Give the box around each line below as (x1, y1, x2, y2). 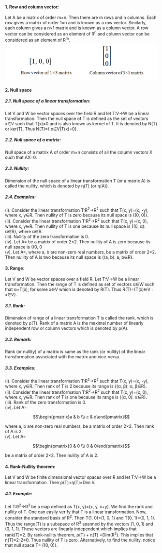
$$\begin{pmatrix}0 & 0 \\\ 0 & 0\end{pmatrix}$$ (32, 443, 130, 449)
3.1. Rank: (5, 302, 25, 308)
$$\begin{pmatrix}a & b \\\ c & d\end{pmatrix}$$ (33, 414, 130, 420)
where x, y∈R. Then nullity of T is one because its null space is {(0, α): (5, 223, 146, 229)
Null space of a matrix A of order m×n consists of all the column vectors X (5, 149, 153, 155)
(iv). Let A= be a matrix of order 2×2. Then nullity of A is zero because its (5, 238, 151, 245)
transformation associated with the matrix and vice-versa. (5, 354, 120, 359)
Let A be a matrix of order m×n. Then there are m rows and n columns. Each (5, 15, 157, 20)
